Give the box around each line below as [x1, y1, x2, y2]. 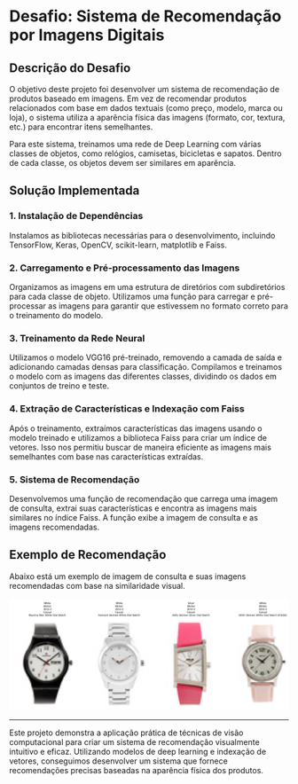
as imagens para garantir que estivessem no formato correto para [48, 300, 288, 311]
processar [9, 300, 47, 311]
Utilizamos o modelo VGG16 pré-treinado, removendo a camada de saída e [9, 352, 282, 363]
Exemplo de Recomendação [9, 547, 167, 562]
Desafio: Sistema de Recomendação [9, 6, 282, 27]
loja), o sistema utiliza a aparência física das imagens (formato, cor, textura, [9, 113, 286, 122]
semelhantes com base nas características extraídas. [9, 451, 204, 462]
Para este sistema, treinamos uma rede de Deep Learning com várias [9, 139, 262, 149]
